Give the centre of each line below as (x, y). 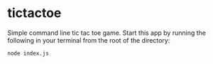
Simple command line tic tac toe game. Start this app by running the (106, 33)
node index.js (28, 53)
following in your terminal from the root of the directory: (89, 40)
